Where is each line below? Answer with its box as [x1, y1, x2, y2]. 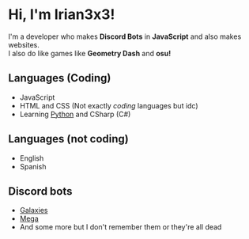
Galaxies [19, 206, 48, 215]
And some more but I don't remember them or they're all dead [19, 222, 222, 232]
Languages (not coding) [8, 132, 129, 146]
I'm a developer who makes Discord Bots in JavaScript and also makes [8, 32, 242, 41]
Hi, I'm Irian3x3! [8, 6, 115, 24]
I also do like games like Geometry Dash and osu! [8, 48, 172, 58]
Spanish [19, 161, 47, 171]
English [19, 153, 44, 163]
